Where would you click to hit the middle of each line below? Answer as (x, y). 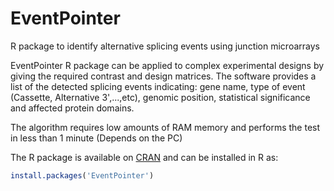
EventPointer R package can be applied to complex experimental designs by (167, 65)
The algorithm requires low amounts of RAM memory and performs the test (165, 127)
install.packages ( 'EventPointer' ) (82, 175)
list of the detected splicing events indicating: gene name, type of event (158, 86)
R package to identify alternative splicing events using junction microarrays (165, 46)
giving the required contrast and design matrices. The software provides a (163, 76)
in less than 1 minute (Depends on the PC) (96, 138)
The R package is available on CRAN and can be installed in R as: (144, 157)
